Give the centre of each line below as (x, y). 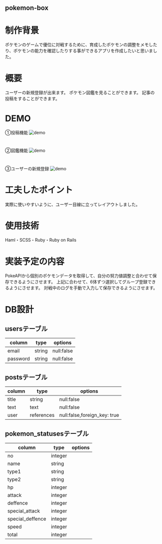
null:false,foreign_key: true (89, 415)
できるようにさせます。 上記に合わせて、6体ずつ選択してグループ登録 (78, 282)
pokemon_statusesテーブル (47, 434)
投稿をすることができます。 (32, 99)
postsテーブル (26, 377)
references (42, 415)
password (19, 359)
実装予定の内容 (35, 261)
